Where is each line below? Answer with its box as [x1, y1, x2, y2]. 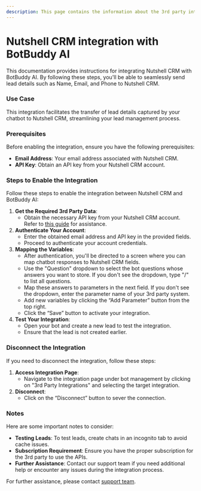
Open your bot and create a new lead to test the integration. [23, 322, 172, 329]
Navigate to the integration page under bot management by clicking [23, 375, 191, 382]
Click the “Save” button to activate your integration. [23, 310, 151, 317]
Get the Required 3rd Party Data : [14, 208, 98, 215]
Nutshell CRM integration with [6, 34, 159, 48]
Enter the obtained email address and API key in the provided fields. [23, 233, 191, 240]
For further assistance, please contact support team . [6, 478, 136, 485]
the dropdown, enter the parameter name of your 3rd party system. [23, 290, 190, 298]
